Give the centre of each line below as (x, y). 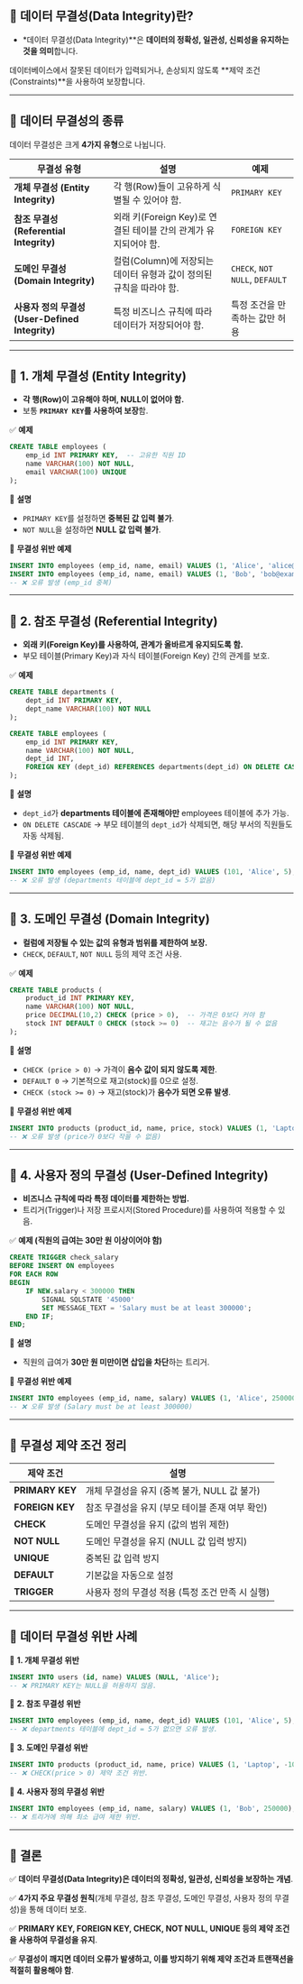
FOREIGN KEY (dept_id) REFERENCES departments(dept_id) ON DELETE (153, 767)
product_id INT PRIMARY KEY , (80, 998)
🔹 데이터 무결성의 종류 (67, 121)
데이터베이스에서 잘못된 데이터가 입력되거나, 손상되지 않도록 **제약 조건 (135, 69)
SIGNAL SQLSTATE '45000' (88, 1300)
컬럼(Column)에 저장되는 (164, 261)
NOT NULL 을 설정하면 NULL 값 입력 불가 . (92, 529)
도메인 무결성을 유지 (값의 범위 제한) (157, 1524)
